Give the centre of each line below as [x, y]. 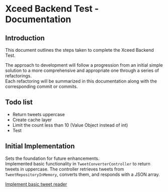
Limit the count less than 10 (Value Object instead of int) [70, 125]
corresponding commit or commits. [42, 86]
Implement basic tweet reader [36, 184]
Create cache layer [32, 120]
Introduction [25, 38]
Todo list [19, 102]
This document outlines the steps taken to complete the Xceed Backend [79, 50]
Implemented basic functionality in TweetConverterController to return [78, 163]
